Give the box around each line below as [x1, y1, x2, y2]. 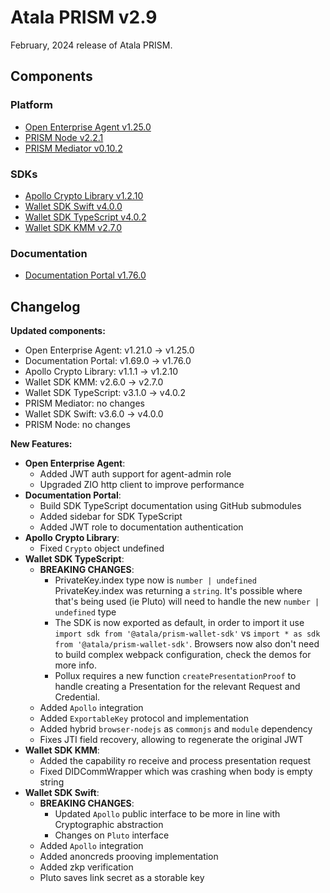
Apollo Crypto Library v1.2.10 [24, 189, 144, 201]
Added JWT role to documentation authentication [39, 521, 244, 533]
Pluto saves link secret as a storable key [39, 872, 205, 884]
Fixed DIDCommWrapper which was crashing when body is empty [39, 766, 313, 778]
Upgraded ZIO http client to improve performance [39, 479, 245, 491]
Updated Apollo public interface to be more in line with [54, 808, 281, 820]
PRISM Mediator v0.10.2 [24, 142, 123, 154]
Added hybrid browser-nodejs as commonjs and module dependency [39, 723, 313, 735]
